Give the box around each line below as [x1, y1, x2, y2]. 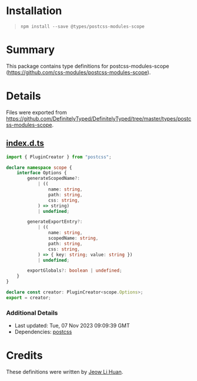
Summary [6, 43, 55, 56]
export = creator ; [6, 295, 51, 300]
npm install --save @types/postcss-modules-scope [20, 24, 145, 29]
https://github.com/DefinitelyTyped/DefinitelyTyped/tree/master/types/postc [6, 115, 192, 122]
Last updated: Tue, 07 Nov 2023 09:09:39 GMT [14, 322, 131, 329]
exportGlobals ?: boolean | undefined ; [27, 268, 122, 274]
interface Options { [16, 170, 67, 176]
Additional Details [6, 309, 58, 317]
